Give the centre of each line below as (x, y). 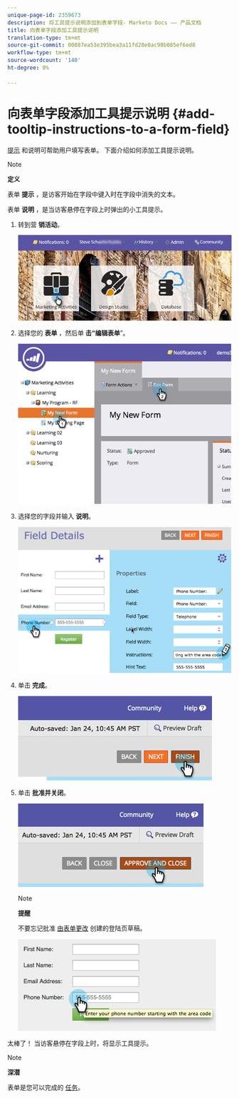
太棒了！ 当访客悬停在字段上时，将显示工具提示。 (80, 1043)
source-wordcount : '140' (44, 61)
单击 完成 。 (34, 685)
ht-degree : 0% (28, 68)
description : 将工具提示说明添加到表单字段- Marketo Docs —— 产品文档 (104, 22)
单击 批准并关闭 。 (43, 793)
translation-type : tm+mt (44, 38)
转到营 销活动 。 (41, 224)
